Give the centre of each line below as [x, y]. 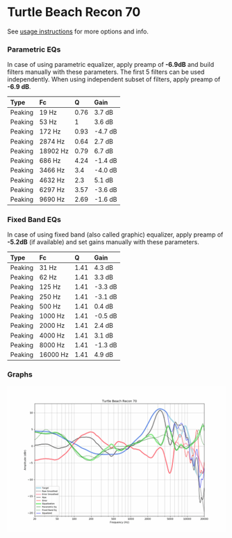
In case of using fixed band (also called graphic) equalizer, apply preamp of [115, 235]
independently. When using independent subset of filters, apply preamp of [114, 79]
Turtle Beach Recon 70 [74, 12]
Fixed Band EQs [34, 219]
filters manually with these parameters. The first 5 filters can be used [106, 72]
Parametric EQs [34, 49]
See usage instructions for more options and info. [78, 31]
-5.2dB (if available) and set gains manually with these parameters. [103, 242]
